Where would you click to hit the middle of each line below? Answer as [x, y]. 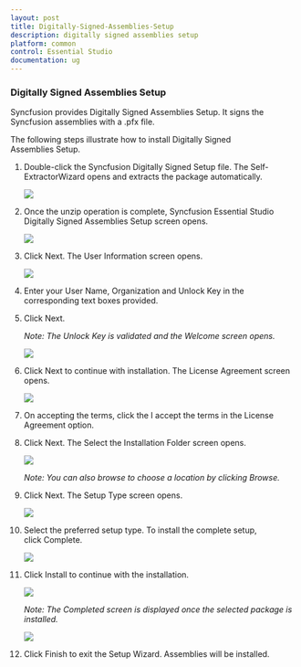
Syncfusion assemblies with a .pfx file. [83, 122]
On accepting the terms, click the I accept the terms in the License [149, 416]
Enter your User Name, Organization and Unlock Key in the [134, 291]
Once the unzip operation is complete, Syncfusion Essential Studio [149, 212]
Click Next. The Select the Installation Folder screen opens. [135, 443]
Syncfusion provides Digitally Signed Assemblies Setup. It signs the [137, 112]
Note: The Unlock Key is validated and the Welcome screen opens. [149, 336]
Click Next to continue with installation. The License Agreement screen [157, 371]
